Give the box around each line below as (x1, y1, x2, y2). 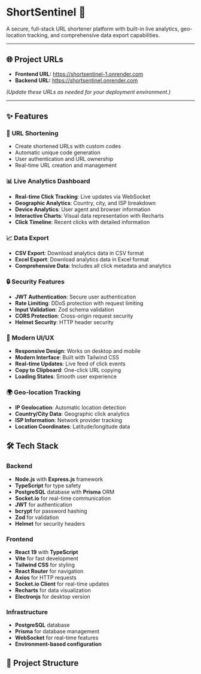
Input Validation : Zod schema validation (14, 306, 115, 313)
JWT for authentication (14, 501, 73, 508)
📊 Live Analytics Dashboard (6, 177, 91, 185)
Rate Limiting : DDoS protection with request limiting (14, 300, 144, 307)
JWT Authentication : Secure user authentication (14, 293, 136, 301)
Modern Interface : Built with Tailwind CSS (14, 353, 120, 361)
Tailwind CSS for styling (14, 561, 75, 568)
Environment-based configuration (14, 641, 102, 648)
